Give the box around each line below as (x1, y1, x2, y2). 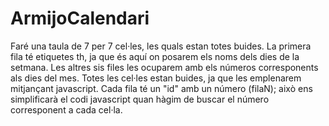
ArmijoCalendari (10, 7, 150, 30)
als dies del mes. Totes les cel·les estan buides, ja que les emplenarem (10, 72, 302, 84)
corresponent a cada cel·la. (10, 103, 123, 116)
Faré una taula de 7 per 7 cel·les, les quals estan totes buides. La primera (10, 40, 312, 52)
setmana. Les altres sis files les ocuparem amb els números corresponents (10, 61, 319, 73)
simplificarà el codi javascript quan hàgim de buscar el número (10, 93, 270, 105)
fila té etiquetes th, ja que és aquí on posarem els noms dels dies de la (10, 50, 300, 62)
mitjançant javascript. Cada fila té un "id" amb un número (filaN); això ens (10, 82, 313, 94)
